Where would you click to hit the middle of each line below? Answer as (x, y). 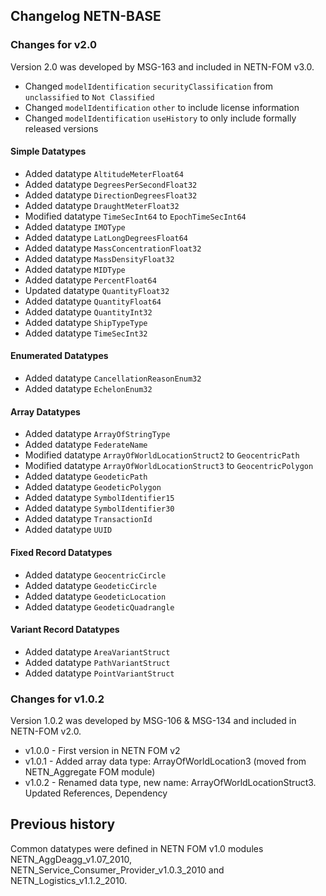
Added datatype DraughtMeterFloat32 (102, 205)
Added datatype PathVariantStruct (97, 662)
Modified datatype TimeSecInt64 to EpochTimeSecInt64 (135, 216)
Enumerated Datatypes (59, 356)
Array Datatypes (45, 411)
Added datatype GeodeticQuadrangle (99, 606)
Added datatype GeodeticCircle (90, 585)
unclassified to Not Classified (89, 96)
